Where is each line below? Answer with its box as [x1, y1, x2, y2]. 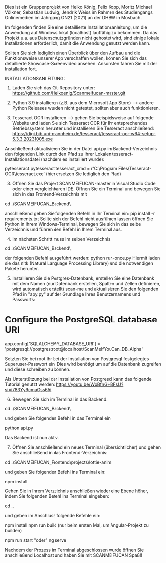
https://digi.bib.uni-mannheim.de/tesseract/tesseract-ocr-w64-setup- [12, 131, 156, 136]
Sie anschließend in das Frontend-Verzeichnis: [12, 449, 108, 455]
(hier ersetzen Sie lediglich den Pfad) [46, 171, 121, 177]
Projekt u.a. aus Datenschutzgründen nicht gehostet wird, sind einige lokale [5, 35, 160, 41]
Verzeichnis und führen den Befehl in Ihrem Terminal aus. [5, 226, 122, 232]
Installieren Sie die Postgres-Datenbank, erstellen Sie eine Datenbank [12, 275, 155, 281]
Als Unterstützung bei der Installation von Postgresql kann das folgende [5, 376, 152, 382]
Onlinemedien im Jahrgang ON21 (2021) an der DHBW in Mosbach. [5, 15, 142, 20]
